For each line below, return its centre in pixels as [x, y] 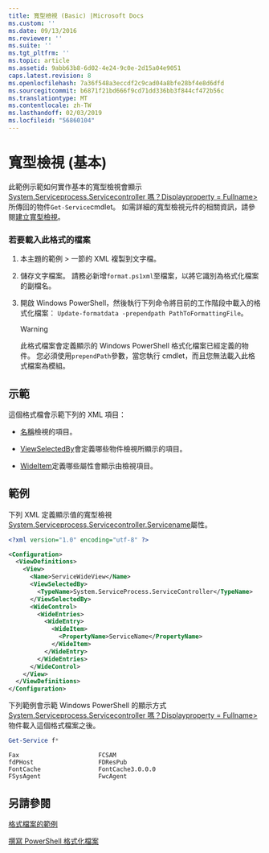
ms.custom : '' [32, 23]
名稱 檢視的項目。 [48, 431]
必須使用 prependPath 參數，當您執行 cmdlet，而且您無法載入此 [146, 356]
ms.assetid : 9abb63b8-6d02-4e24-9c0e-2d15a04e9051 [95, 68]
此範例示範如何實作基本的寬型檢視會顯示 [75, 187]
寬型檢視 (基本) [57, 163]
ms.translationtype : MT [48, 98]
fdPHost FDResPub [68, 762]
